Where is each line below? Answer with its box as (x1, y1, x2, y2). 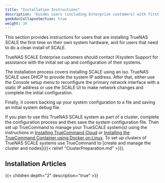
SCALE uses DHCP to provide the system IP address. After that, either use (5, 74, 155, 80)
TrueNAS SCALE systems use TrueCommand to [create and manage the (5, 140, 151, 146)
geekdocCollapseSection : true (5, 16, 67, 21)
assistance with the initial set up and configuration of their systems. (5, 59, 142, 65)
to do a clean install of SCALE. (5, 45, 66, 51)
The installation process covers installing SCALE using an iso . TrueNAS (5, 69, 149, 75)
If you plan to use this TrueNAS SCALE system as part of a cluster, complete (5, 114, 160, 120)
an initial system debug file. (5, 105, 61, 110)
